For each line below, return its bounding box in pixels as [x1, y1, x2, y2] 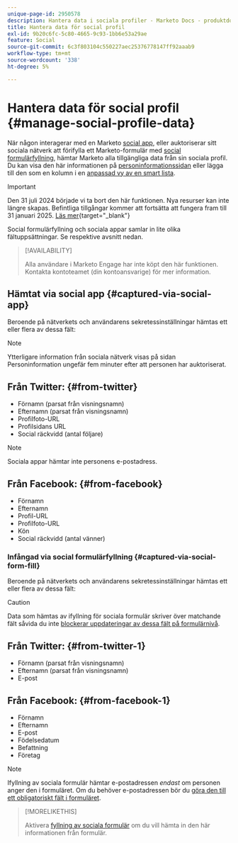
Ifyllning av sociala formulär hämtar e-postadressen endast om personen [7, 778, 221, 787]
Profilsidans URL [17, 423, 67, 431]
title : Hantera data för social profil [7, 23, 125, 30]
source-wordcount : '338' [7, 57, 81, 64]
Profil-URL [17, 512, 48, 520]
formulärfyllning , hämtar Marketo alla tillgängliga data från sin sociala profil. [7, 153, 228, 162]
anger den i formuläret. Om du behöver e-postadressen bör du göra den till [7, 786, 227, 794]
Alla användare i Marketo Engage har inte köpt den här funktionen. [24, 259, 219, 268]
